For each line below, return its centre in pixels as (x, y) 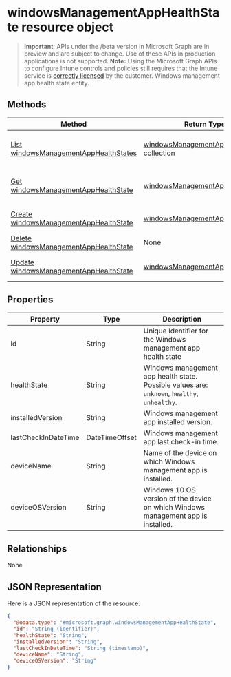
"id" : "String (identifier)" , (56, 629)
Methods (27, 105)
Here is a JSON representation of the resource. (74, 603)
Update (22, 262)
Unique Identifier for (176, 331)
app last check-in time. (181, 441)
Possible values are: (176, 385)
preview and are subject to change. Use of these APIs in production (120, 54)
